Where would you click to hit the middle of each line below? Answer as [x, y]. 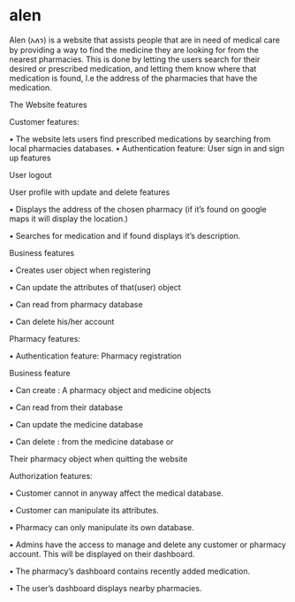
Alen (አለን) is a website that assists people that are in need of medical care [145, 40]
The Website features [48, 104]
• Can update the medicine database [76, 424]
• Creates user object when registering [80, 270]
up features [30, 158]
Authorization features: [51, 475]
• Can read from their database [66, 407]
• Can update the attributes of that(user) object [95, 287]
